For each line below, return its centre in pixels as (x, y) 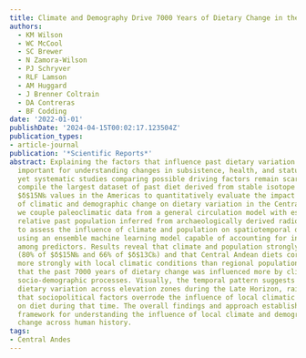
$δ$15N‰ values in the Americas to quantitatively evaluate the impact (157, 196)
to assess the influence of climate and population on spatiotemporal (154, 230)
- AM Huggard (42, 86)
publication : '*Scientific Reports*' (81, 153)
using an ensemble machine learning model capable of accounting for (152, 238)
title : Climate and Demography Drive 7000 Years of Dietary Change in (146, 18)
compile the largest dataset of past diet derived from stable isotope (157, 188)
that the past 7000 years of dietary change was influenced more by (150, 272)
